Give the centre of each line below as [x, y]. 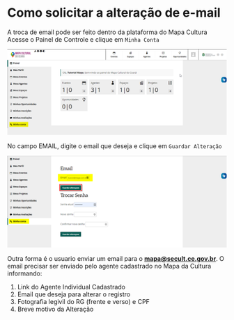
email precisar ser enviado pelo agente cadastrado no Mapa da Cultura [109, 266]
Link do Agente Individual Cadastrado [71, 287]
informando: [25, 273]
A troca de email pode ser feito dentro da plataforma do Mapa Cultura [107, 32]
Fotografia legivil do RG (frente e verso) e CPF [83, 301]
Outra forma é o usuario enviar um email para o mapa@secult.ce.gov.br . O [116, 258]
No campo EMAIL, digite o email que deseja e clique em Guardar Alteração [115, 146]
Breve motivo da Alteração [55, 309]
